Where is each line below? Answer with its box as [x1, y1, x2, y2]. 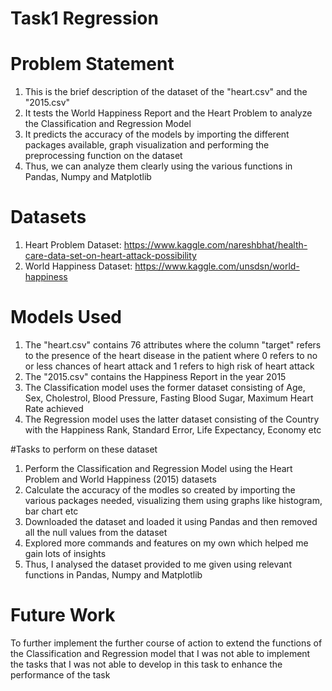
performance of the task [10, 668, 111, 681]
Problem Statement [10, 53, 175, 76]
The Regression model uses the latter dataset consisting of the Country [24, 413, 320, 425]
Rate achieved [24, 403, 84, 414]
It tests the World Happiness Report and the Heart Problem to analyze [24, 107, 313, 119]
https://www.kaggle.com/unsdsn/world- [134, 260, 300, 272]
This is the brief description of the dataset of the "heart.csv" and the [24, 86, 308, 98]
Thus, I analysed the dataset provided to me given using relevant [24, 558, 292, 570]
